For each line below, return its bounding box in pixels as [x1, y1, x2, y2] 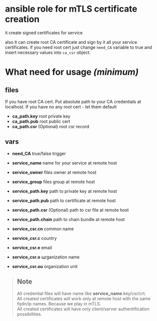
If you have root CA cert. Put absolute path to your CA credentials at [5, 99, 141, 104]
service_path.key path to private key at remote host [12, 188, 117, 194]
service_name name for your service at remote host [12, 160, 117, 166]
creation [5, 14, 40, 25]
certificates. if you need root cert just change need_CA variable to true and [5, 44, 152, 50]
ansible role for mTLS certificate [5, 3, 138, 15]
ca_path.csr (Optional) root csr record [12, 123, 89, 129]
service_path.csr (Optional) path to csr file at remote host [12, 207, 129, 213]
